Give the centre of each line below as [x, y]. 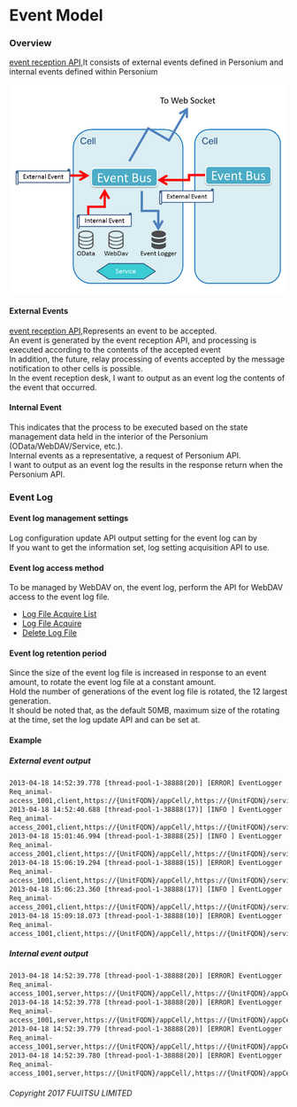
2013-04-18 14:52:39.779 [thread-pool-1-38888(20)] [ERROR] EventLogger [146, 1029]
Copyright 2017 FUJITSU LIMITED [71, 1093]
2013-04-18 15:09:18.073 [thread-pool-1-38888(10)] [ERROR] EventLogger [146, 916]
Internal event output [49, 953]
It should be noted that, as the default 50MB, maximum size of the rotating [145, 711]
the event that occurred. [53, 387]
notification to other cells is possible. [76, 368]
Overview [30, 43]
